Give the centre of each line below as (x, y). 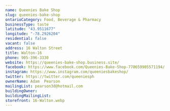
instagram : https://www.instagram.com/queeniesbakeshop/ (67, 72)
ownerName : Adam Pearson (33, 81)
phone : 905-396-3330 (27, 58)
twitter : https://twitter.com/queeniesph (50, 77)
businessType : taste (27, 24)
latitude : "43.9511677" (31, 29)
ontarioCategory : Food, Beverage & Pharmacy (53, 19)
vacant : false (20, 43)
